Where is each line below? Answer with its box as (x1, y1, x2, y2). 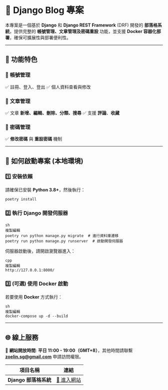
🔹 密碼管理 (5, 123, 31, 130)
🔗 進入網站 (56, 376, 81, 383)
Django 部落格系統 (7, 376, 51, 383)
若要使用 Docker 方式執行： (5, 294, 62, 300)
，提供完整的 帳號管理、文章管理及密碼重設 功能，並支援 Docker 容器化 (9, 28, 156, 34)
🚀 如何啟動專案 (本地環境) (5, 156, 83, 165)
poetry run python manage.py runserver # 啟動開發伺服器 (5, 238, 123, 244)
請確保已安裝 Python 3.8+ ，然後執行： (5, 186, 85, 192)
